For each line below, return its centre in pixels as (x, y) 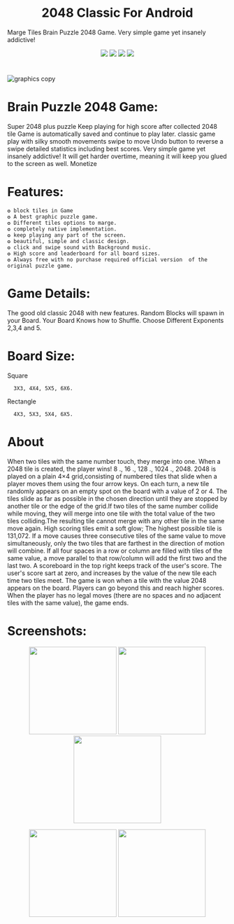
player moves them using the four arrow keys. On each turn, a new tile (108, 483)
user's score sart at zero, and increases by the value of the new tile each (112, 573)
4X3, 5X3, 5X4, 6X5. (43, 414)
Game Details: (49, 294)
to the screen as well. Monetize (52, 164)
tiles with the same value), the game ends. (68, 602)
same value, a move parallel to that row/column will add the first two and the (117, 558)
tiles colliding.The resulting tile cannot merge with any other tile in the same (116, 520)
